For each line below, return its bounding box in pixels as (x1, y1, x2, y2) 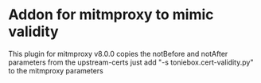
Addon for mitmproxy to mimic (8, 6, 214, 24)
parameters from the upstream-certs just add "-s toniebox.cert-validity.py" (8, 57, 254, 67)
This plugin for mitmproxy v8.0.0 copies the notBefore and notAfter (8, 49, 228, 58)
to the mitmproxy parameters (8, 65, 103, 75)
